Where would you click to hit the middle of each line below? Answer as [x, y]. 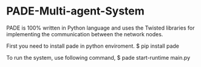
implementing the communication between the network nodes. [85, 34]
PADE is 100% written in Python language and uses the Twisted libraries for [101, 28]
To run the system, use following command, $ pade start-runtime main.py [98, 57]
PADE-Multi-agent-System [75, 11]
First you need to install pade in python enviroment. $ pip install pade [93, 46]
